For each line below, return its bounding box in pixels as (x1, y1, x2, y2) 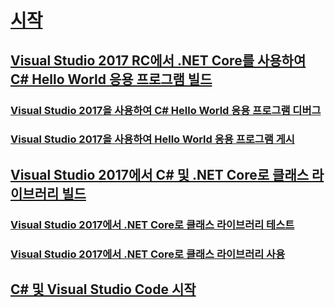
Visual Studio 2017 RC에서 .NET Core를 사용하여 (10, 52, 307, 69)
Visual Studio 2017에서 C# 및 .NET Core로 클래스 (10, 166, 310, 183)
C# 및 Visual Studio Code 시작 (10, 281, 197, 298)
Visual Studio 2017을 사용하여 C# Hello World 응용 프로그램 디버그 (10, 103, 322, 117)
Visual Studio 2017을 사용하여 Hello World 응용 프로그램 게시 (10, 132, 295, 146)
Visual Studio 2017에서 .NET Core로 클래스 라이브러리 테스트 (10, 217, 295, 231)
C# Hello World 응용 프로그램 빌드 (10, 71, 213, 88)
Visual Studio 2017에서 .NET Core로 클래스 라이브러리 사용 (10, 247, 286, 261)
